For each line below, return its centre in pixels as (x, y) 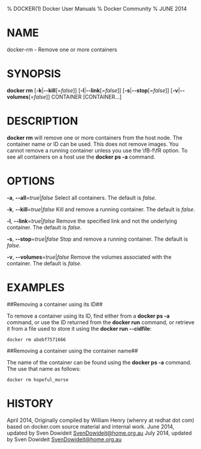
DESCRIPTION (42, 121)
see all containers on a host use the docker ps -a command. (81, 157)
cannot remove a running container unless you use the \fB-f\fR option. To (97, 150)
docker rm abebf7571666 (36, 339)
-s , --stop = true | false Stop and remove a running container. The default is (97, 239)
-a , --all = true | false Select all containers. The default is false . (82, 197)
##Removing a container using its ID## (55, 304)
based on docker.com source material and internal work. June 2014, (91, 426)
